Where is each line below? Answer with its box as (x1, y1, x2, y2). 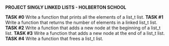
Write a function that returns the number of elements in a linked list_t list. (5, 20, 158, 25)
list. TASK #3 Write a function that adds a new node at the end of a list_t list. (5, 30, 165, 36)
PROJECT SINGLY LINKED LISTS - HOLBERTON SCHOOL (5, 5, 126, 10)
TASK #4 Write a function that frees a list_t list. (5, 35, 103, 41)
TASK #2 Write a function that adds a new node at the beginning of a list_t (5, 25, 161, 31)
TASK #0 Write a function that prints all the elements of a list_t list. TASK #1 (5, 14, 164, 20)
